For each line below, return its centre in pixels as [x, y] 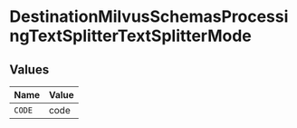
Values [29, 69]
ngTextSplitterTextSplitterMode [130, 36]
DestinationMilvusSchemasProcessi [149, 17]
